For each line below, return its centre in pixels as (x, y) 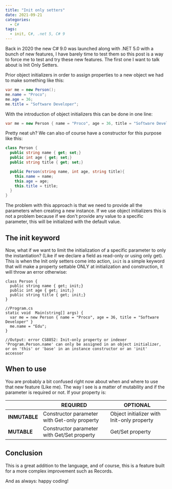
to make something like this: (35, 80)
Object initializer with (135, 413)
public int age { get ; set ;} (41, 158)
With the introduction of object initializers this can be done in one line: (79, 114)
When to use (26, 369)
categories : (18, 20)
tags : (11, 29)
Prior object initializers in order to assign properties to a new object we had (84, 75)
